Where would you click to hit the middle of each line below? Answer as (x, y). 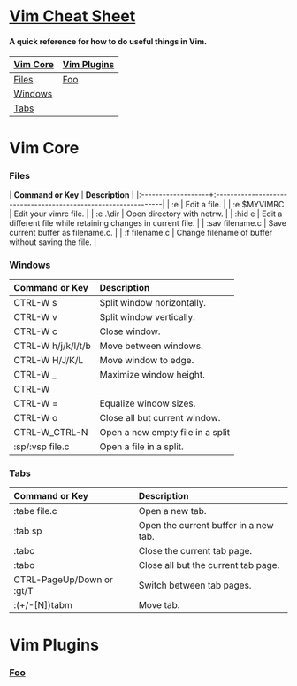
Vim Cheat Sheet (72, 16)
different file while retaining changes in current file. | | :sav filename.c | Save (148, 222)
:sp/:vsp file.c (42, 447)
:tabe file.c (35, 511)
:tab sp (28, 531)
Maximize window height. (152, 375)
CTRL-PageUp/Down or (63, 580)
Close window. (130, 331)
